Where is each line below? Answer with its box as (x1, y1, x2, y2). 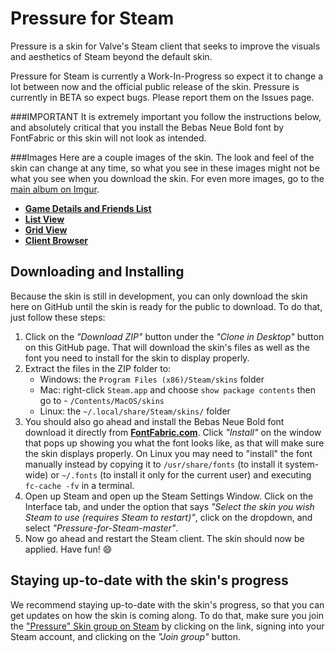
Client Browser (24, 234, 89, 246)
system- (284, 458, 320, 470)
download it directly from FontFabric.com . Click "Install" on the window (24, 426, 322, 438)
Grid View (24, 223, 68, 236)
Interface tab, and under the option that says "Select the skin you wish (24, 500, 315, 512)
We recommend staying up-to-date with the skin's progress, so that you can (10, 598, 325, 611)
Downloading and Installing (10, 263, 185, 281)
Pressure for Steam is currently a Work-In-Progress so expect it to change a (10, 70, 324, 82)
